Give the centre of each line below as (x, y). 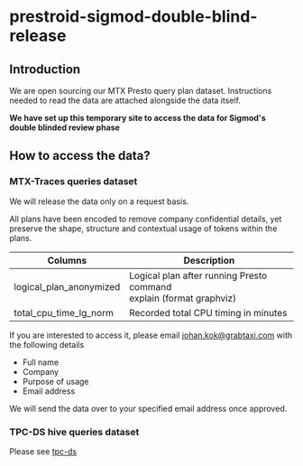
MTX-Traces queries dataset (73, 182)
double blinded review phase (64, 127)
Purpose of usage (55, 381)
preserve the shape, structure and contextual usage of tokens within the (143, 228)
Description (209, 260)
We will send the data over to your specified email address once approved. (148, 408)
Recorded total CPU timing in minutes (208, 312)
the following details (47, 344)
